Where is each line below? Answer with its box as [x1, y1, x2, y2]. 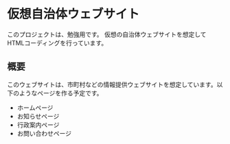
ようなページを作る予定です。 [19, 88, 103, 97]
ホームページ [16, 104, 54, 112]
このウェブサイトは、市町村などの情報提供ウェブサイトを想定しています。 [7, 80, 218, 88]
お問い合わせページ [16, 129, 72, 137]
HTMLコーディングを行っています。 [7, 38, 108, 47]
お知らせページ [16, 112, 60, 120]
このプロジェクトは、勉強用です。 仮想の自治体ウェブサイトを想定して [7, 30, 207, 38]
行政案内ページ [16, 121, 60, 129]
